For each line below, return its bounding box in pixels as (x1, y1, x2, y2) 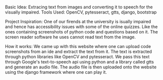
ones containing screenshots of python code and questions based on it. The (5, 29, 158, 34)
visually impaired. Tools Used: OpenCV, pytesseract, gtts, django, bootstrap (5, 9, 157, 15)
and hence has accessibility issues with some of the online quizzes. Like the (5, 24, 158, 30)
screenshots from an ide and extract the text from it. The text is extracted (5, 48, 152, 54)
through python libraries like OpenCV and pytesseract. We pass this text (5, 54, 150, 60)
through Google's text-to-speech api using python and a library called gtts (5, 59, 154, 64)
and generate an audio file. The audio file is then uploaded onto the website (5, 64, 157, 70)
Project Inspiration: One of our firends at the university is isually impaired (5, 19, 151, 24)
